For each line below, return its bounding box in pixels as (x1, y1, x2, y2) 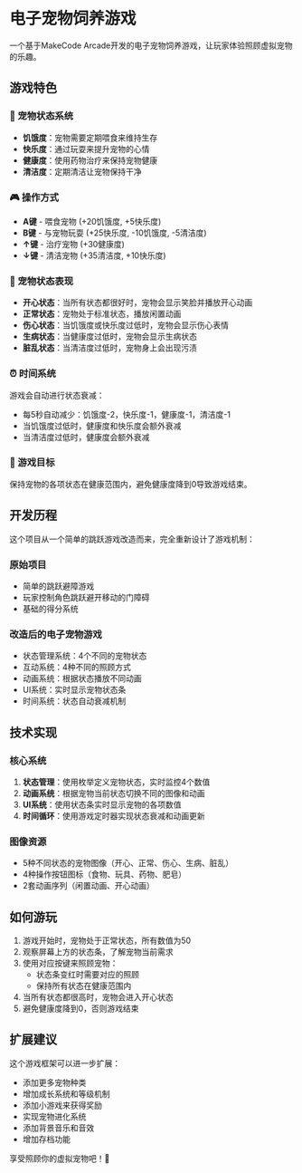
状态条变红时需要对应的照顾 (35, 969, 140, 980)
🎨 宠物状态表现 (9, 274, 74, 287)
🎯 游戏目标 (9, 457, 56, 469)
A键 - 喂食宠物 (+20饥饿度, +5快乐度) (22, 216, 162, 226)
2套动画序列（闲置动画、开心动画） (22, 880, 156, 891)
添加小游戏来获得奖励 (22, 1100, 102, 1111)
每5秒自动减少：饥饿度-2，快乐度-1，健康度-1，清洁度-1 (22, 409, 231, 419)
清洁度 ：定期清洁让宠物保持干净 (22, 166, 142, 177)
